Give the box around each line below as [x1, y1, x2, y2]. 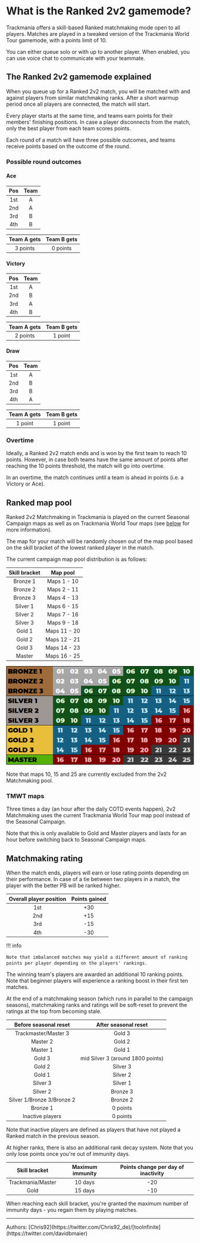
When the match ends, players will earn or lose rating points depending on [6, 869, 189, 876]
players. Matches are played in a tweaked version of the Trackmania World [6, 30, 189, 37]
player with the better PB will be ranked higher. [6, 882, 121, 889]
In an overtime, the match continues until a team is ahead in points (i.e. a [6, 474, 184, 481]
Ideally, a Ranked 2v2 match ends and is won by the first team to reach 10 [6, 450, 187, 457]
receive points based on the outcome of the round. [6, 142, 131, 150]
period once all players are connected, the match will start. [6, 100, 151, 108]
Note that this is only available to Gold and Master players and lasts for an [6, 830, 187, 837]
